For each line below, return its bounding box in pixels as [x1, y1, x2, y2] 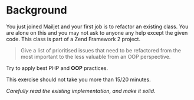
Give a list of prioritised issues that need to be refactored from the [20, 46, 182, 54]
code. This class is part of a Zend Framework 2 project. [6, 35, 140, 42]
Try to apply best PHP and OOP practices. [6, 64, 108, 71]
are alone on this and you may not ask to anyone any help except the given [6, 29, 188, 36]
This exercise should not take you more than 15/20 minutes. [6, 76, 152, 83]
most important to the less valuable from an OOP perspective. [20, 53, 171, 60]
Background [6, 4, 67, 17]
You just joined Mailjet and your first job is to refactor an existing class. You [6, 23, 189, 30]
